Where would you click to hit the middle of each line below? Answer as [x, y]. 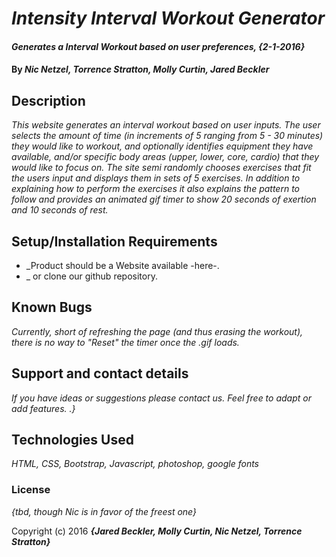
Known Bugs [52, 307]
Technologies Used [72, 440]
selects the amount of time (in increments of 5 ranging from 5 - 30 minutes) [167, 136]
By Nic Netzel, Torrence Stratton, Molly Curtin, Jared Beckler [140, 69]
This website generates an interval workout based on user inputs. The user [166, 125]
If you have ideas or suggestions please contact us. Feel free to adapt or [161, 398]
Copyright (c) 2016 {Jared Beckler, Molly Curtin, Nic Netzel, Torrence [157, 531]
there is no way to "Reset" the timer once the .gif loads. [125, 342]
